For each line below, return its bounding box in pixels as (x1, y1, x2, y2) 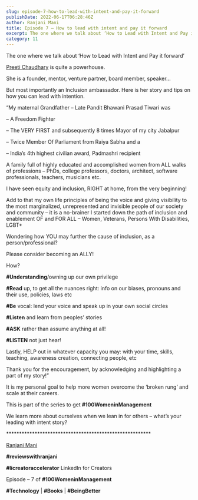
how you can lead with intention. (6, 92, 85, 100)
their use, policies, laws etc (6, 291, 72, 298)
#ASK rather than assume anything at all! (6, 325, 106, 332)
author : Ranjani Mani (6, 19, 60, 25)
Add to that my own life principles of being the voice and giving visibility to (6, 197, 187, 203)
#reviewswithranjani (6, 453, 58, 460)
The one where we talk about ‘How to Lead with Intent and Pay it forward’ (6, 52, 184, 59)
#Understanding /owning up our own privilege (6, 273, 118, 280)
